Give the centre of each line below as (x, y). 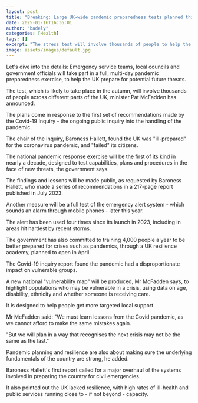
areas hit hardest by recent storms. (49, 228)
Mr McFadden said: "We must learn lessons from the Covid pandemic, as (95, 317)
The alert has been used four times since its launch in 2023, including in (94, 222)
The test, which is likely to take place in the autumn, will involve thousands (96, 91)
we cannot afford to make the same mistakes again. (69, 323)
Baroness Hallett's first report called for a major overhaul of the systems (94, 370)
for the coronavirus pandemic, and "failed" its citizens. (72, 145)
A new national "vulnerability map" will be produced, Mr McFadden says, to (98, 281)
